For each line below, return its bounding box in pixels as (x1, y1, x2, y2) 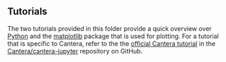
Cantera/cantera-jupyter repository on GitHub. (7, 46, 143, 55)
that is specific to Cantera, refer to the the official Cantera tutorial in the (7, 39, 216, 48)
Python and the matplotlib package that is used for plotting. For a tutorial (7, 32, 220, 40)
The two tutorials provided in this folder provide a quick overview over (7, 24, 213, 32)
